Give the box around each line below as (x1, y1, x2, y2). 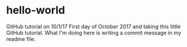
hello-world (6, 4, 66, 17)
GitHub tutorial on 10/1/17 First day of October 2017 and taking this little (6, 23, 181, 30)
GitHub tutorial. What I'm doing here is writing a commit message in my (6, 29, 182, 36)
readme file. (6, 35, 36, 42)
